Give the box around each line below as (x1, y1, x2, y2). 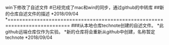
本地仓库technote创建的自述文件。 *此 (84, 22, 164, 28)
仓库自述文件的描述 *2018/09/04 (9, 11, 79, 17)
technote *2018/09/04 (5, 34, 53, 40)
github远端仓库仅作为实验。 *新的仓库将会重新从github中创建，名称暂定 (5, 29, 156, 34)
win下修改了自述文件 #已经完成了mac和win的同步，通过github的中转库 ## (5, 5, 160, 10)
